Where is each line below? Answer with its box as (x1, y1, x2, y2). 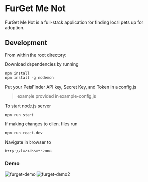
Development (5, 39, 48, 47)
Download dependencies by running (5, 61, 79, 67)
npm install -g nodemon (5, 75, 54, 80)
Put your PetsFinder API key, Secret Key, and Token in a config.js (5, 84, 137, 90)
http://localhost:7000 (5, 149, 52, 153)
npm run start (5, 112, 34, 117)
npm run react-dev (5, 130, 43, 135)
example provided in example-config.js (17, 93, 97, 99)
